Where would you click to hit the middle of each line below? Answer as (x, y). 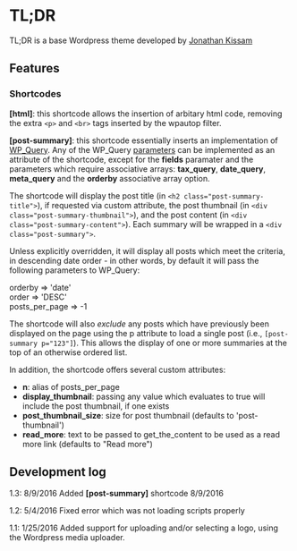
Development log (58, 472)
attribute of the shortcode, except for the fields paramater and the (132, 159)
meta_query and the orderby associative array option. (110, 178)
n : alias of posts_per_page (71, 386)
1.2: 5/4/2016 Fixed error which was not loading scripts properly (127, 511)
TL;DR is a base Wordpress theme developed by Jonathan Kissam (131, 40)
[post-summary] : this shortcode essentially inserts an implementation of (144, 140)
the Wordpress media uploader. (67, 538)
